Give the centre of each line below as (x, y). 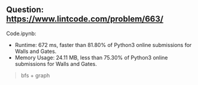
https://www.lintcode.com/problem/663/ (85, 19)
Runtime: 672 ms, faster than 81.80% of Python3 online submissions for (103, 45)
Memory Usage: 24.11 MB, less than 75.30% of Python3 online (92, 57)
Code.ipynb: (21, 33)
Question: (25, 10)
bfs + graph (35, 75)
